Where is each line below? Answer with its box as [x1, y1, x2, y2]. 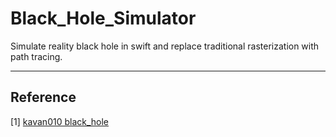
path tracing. [10, 50, 63, 62]
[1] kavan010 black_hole [10, 115, 110, 127]
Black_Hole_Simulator [10, 7, 197, 30]
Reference [10, 89, 77, 106]
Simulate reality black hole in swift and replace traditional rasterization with [10, 40, 320, 52]
